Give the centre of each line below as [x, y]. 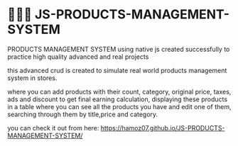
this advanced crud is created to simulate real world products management [117, 70]
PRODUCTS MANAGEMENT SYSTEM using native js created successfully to [119, 49]
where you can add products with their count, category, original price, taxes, [119, 91]
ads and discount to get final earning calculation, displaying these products [118, 99]
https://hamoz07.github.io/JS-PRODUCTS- [163, 128]
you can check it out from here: [53, 128]
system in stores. [32, 78]
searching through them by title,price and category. [83, 114]
